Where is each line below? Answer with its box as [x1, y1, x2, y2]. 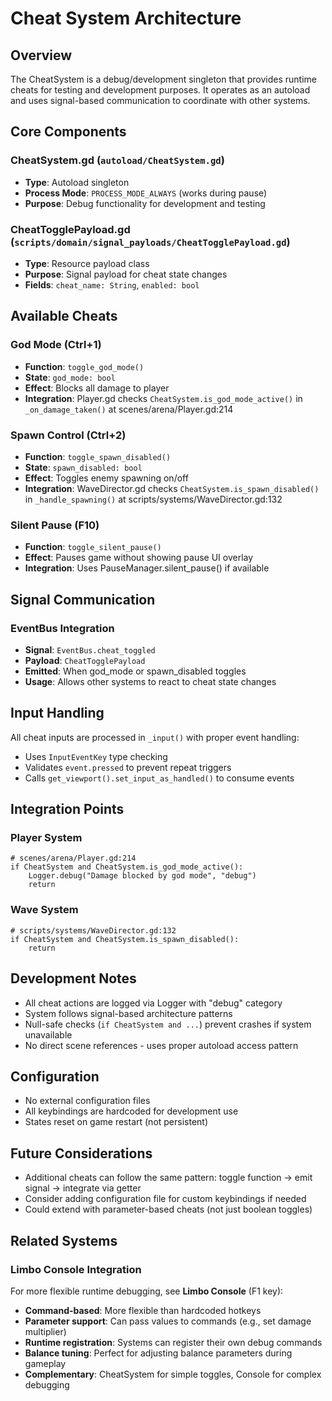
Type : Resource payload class [24, 257, 150, 269]
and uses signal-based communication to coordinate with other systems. [10, 95, 311, 106]
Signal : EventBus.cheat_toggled [24, 643, 156, 656]
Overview [10, 47, 73, 64]
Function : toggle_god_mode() [24, 360, 145, 372]
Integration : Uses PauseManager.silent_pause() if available [24, 562, 270, 574]
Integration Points [10, 801, 125, 818]
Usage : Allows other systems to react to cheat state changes [24, 675, 277, 687]
